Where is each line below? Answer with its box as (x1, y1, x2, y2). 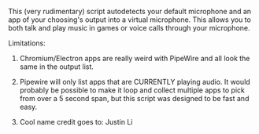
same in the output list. (19, 62, 94, 71)
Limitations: (8, 38, 46, 48)
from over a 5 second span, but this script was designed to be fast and (19, 94, 250, 103)
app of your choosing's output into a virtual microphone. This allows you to (8, 15, 252, 24)
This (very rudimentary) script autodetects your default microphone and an (8, 7, 252, 16)
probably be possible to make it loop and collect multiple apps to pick (19, 85, 246, 95)
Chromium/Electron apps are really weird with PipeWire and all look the (19, 54, 250, 63)
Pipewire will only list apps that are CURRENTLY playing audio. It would (19, 78, 250, 86)
